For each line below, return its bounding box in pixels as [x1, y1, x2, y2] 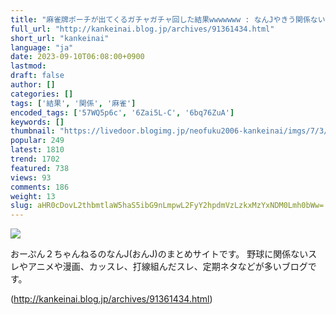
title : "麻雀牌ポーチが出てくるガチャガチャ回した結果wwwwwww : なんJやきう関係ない [10, 14, 326, 25]
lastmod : [10, 61, 47, 71]
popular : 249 [10, 136, 65, 146]
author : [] [10, 80, 56, 90]
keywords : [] [10, 117, 65, 127]
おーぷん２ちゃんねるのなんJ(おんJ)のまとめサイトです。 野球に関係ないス [10, 248, 318, 260]
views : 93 [10, 172, 52, 183]
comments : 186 [10, 182, 70, 192]
